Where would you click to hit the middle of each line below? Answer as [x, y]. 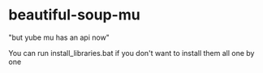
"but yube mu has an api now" [59, 37]
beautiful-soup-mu [74, 15]
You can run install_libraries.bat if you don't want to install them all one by [131, 53]
